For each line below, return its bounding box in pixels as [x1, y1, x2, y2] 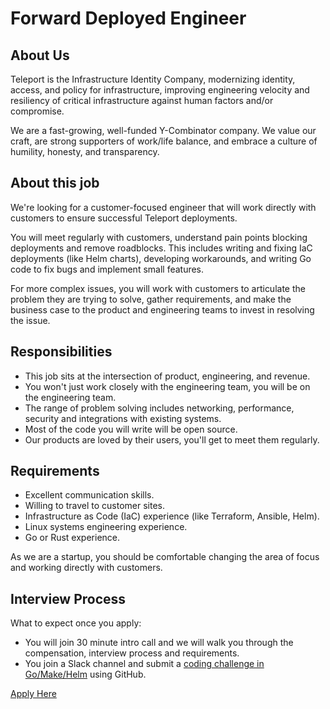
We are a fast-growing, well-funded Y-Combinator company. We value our [10, 125, 317, 136]
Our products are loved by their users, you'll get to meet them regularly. [24, 433, 320, 446]
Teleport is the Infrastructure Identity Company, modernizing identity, [10, 73, 296, 85]
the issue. [10, 314, 51, 326]
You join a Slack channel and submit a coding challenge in [24, 658, 265, 670]
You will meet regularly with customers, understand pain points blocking [10, 231, 308, 243]
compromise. [10, 105, 65, 117]
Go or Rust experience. [24, 532, 121, 544]
